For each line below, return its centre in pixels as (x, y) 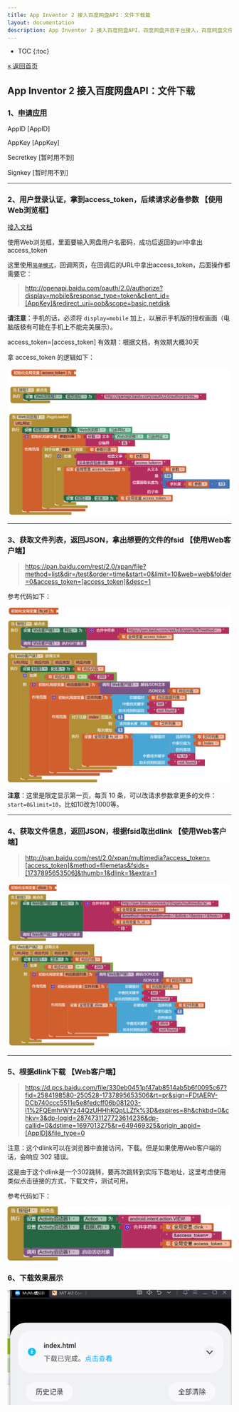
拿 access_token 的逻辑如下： (51, 358)
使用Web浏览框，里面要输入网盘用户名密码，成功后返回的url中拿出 (105, 242)
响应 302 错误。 (49, 1157)
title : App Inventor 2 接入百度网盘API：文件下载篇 (79, 15)
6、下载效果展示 (36, 1278)
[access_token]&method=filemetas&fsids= (87, 865)
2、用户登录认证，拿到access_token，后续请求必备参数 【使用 (115, 199)
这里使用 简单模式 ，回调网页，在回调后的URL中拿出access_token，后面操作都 (119, 265)
